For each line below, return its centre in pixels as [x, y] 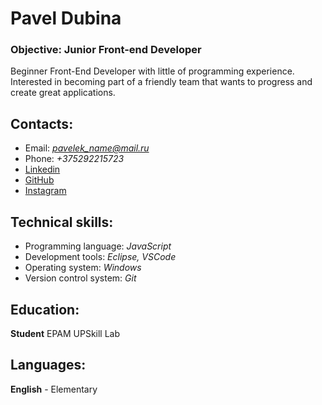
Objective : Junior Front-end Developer [106, 50]
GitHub [39, 180]
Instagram [45, 191]
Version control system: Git [80, 278]
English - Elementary [54, 389]
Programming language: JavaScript [98, 246]
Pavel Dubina [66, 18]
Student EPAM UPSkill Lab [65, 333]
